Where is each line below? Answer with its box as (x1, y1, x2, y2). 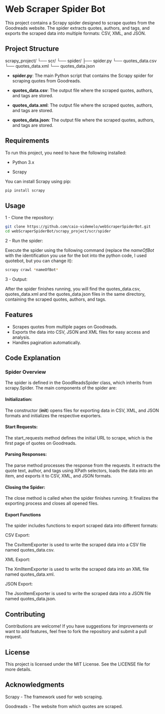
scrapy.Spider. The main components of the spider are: (5, 385, 117, 391)
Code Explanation (5, 354, 61, 362)
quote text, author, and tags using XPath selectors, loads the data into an (5, 468, 153, 474)
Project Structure (5, 44, 59, 53)
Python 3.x (12, 159, 34, 165)
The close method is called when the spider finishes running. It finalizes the (5, 495, 159, 501)
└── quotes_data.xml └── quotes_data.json (5, 63, 95, 69)
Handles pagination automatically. (12, 339, 81, 345)
